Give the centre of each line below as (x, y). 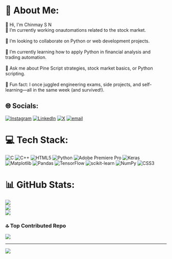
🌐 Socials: (22, 106)
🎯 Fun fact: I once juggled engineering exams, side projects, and (73, 84)
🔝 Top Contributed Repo (36, 226)
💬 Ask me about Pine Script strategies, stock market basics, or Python (79, 68)
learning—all (19, 90)
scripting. (15, 73)
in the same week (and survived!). (69, 90)
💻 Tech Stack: (37, 140)
